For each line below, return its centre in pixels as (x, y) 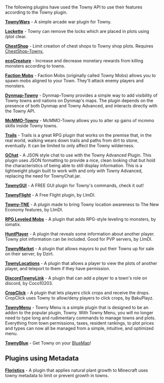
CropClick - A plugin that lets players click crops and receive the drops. (78, 293)
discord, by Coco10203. (29, 283)
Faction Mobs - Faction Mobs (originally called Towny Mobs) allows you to (81, 75)
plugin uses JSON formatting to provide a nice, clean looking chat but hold (80, 160)
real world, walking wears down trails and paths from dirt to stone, (72, 140)
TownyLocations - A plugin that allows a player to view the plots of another (81, 263)
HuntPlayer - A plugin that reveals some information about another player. (80, 234)
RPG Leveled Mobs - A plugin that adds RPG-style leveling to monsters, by (81, 219)
